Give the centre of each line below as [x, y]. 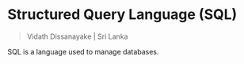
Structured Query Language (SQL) [122, 15]
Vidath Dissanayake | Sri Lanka [77, 36]
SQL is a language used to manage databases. [83, 51]
